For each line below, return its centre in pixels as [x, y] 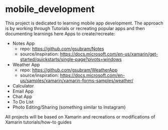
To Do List [23, 101]
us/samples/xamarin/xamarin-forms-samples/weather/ [77, 80]
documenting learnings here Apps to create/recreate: [60, 33]
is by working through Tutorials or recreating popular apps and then [75, 28]
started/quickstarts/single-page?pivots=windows [71, 59]
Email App [23, 91]
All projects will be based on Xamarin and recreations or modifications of [80, 116]
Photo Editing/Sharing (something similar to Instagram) [69, 107]
